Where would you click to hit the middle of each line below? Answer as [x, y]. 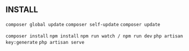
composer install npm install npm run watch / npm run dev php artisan [94, 36]
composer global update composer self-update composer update [83, 24]
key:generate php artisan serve [45, 42]
